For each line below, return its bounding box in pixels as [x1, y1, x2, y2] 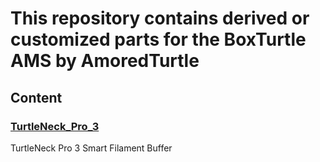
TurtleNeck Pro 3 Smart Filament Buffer [10, 142, 173, 154]
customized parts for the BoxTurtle [10, 28, 307, 51]
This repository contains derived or [10, 7, 310, 30]
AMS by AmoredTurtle [10, 50, 200, 72]
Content [10, 89, 63, 106]
